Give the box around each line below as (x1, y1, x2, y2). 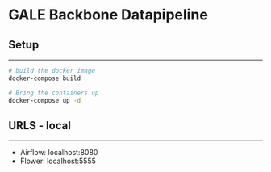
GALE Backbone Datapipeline (8, 6, 208, 24)
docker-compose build (8, 74, 81, 82)
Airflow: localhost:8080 (19, 148, 98, 157)
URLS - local (8, 119, 71, 132)
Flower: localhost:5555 (19, 156, 97, 166)
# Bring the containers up (8, 89, 99, 97)
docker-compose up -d (8, 96, 81, 104)
